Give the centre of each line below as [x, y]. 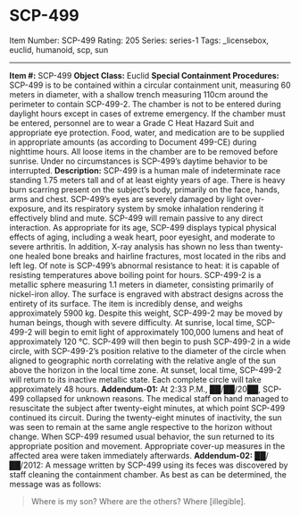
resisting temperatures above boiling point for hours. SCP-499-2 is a [135, 274]
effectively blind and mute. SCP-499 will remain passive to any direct [136, 218]
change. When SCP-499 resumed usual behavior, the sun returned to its [142, 436]
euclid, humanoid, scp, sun [59, 49]
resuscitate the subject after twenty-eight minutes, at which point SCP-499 [147, 408]
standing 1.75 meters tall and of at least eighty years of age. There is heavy [147, 180]
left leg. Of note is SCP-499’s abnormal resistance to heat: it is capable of [144, 266]
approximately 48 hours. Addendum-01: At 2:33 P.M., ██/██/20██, [135, 389]
